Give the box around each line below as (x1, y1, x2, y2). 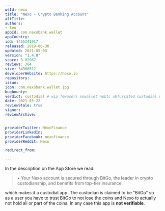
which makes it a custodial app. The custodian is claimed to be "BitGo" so (5, 190, 154, 196)
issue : (5, 80, 19, 85)
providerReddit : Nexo (5, 139, 50, 144)
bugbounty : (5, 89, 27, 94)
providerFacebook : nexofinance (5, 134, 69, 139)
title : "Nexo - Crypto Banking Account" (5, 12, 89, 17)
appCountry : (5, 35, 29, 40)
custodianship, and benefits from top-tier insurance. (17, 180, 123, 186)
